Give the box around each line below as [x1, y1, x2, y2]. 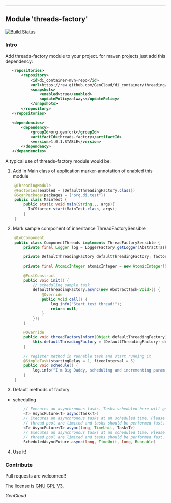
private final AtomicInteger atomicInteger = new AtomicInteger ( [23, 263, 165, 269]
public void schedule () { [23, 363, 79, 368]
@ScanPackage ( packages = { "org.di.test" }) [14, 192, 106, 198]
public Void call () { [41, 297, 88, 302]
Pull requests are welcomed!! [5, 473, 66, 479]
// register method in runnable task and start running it [23, 354, 152, 359]
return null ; [50, 306, 79, 311]
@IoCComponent [14, 235, 44, 240]
